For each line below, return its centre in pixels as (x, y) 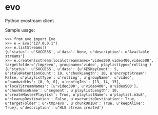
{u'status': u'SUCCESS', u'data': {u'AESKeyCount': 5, (62, 69)
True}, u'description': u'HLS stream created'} (54, 107)
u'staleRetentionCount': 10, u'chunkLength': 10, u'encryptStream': (76, 73)
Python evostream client (30, 21)
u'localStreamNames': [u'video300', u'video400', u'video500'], (72, 86)
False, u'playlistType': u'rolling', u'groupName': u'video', (69, 77)
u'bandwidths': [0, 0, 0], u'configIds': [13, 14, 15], (63, 82)
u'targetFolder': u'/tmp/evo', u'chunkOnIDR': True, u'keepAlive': (75, 103)
